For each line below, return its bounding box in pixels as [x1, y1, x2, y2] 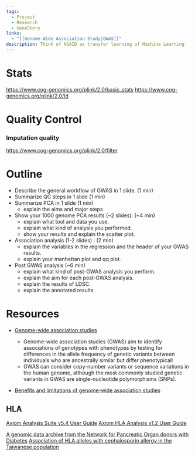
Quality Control [6, 113, 82, 126]
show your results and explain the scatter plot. [23, 231, 135, 238]
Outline [6, 168, 43, 181]
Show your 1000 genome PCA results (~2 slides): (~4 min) [14, 212, 155, 219]
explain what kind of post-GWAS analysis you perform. [23, 268, 156, 275]
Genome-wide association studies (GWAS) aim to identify [23, 338, 162, 345]
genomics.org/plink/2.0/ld [6, 92, 69, 99]
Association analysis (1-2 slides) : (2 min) [14, 237, 114, 244]
